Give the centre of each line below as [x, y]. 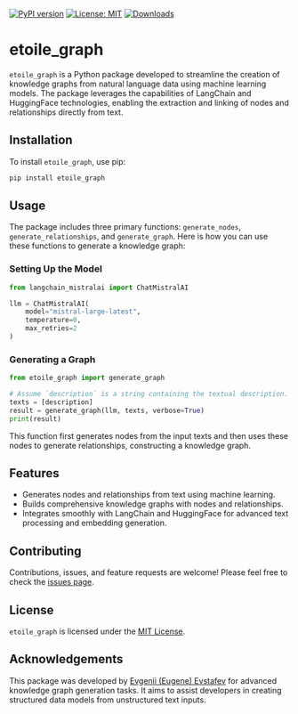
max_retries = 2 [51, 329]
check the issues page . [52, 582]
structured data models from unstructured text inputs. [108, 700]
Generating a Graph [52, 359]
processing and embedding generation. [94, 523]
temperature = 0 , [53, 320]
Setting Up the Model [56, 269]
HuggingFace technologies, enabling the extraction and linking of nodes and [149, 102]
